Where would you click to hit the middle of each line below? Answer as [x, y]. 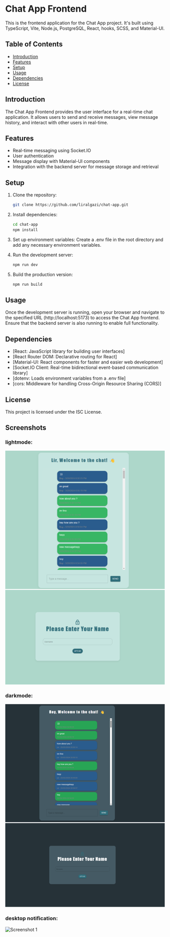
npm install [25, 230]
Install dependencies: [35, 215]
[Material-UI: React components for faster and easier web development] [88, 362]
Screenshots [26, 428]
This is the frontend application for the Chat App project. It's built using [79, 23]
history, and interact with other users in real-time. [57, 122]
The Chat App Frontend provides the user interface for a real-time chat [79, 112]
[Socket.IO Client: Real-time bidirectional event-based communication [85, 367]
